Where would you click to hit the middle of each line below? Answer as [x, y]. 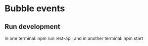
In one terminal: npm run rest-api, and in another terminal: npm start [74, 38]
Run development [32, 27]
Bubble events [35, 9]
